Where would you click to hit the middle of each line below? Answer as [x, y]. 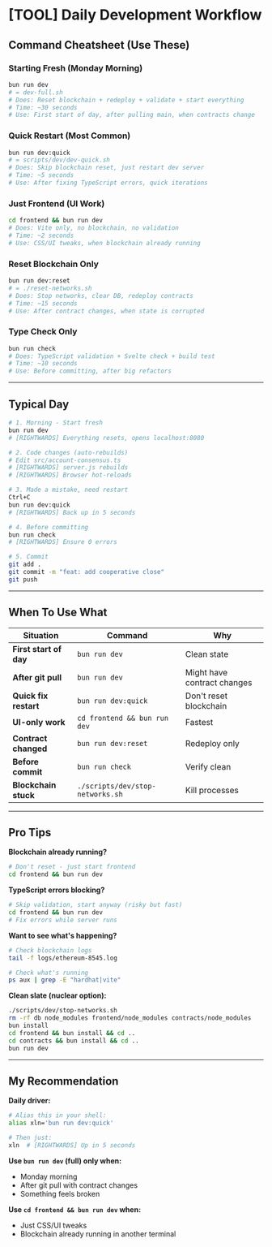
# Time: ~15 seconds [43, 303]
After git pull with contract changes [79, 1185]
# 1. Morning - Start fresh [56, 423]
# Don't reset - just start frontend [72, 867]
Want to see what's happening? [63, 935]
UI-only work [39, 722]
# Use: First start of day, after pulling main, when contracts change [132, 115]
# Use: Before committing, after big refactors [90, 371]
